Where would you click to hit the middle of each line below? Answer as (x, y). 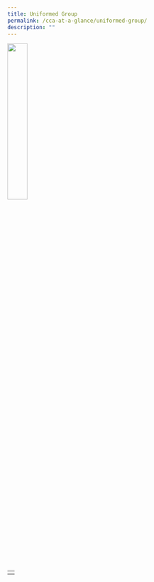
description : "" (31, 27)
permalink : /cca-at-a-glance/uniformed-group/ (77, 21)
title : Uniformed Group (43, 14)
